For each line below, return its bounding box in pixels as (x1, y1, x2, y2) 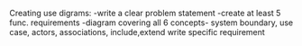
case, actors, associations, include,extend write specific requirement (9, 27, 266, 37)
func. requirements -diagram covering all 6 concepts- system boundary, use (9, 17, 294, 28)
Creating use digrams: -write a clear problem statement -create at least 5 (9, 8, 281, 18)
